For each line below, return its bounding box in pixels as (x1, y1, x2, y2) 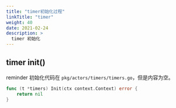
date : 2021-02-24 (6, 25, 49, 31)
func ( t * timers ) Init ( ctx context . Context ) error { (6, 86, 138, 92)
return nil (16, 91, 43, 97)
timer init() (6, 58, 46, 67)
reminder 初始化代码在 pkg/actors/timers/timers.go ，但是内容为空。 (6, 74, 174, 81)
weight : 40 (6, 19, 33, 25)
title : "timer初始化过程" (6, 8, 65, 15)
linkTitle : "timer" (6, 14, 54, 20)
